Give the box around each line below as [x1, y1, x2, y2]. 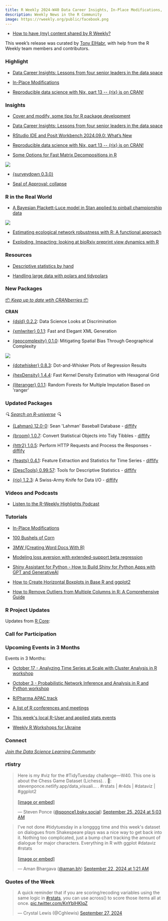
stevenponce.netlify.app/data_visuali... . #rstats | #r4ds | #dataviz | [17, 783, 155, 789]
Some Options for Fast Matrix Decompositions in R [12, 152, 117, 158]
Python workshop [12, 685, 49, 691]
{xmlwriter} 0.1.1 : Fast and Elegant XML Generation [12, 328, 117, 334]
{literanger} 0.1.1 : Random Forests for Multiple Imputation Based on [12, 381, 150, 387]
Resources [5, 252, 32, 259]
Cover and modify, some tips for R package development [12, 113, 130, 119]
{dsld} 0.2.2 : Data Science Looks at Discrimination [12, 318, 117, 324]
